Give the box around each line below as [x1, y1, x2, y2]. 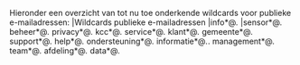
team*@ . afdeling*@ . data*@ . [9, 45, 120, 56]
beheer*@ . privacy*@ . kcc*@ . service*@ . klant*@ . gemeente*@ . [9, 27, 254, 37]
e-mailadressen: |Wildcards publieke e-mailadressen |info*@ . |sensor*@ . [9, 17, 283, 28]
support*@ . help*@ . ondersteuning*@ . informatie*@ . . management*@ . [9, 36, 276, 46]
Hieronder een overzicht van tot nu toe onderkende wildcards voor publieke [9, 8, 292, 18]
